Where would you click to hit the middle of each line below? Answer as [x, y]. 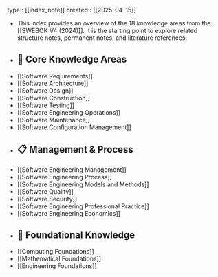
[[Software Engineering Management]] [72, 169]
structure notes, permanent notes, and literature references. [102, 38]
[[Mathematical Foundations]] [59, 259]
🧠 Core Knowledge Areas [72, 59]
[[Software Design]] [45, 90]
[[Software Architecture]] [53, 83]
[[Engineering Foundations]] [57, 266]
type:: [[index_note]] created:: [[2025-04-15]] [72, 10]
